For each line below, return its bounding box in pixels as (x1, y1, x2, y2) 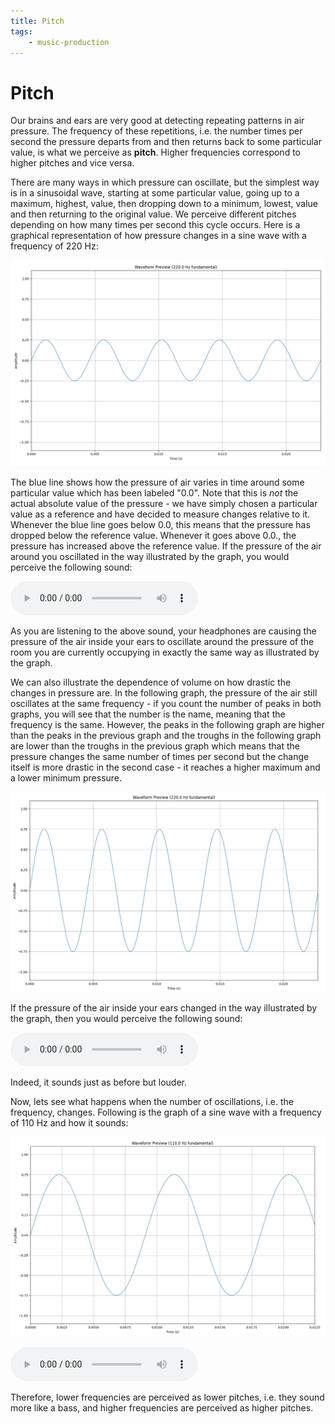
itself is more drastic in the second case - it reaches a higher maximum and (10, 761, 321, 774)
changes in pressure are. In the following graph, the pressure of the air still (10, 687, 318, 699)
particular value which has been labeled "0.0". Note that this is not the (10, 487, 299, 499)
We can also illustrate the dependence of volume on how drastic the (10, 676, 292, 689)
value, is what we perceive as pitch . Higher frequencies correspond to (10, 146, 301, 159)
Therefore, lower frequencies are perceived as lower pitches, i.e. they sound (10, 1391, 325, 1403)
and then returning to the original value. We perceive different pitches (10, 208, 297, 220)
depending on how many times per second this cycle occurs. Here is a (10, 219, 301, 231)
